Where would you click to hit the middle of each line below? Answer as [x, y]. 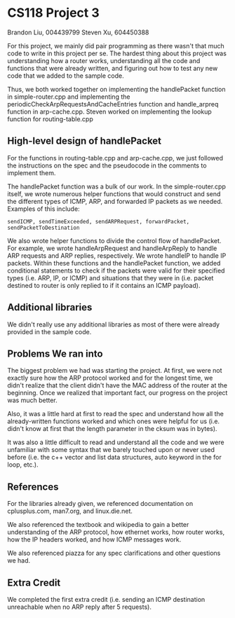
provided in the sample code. [49, 331]
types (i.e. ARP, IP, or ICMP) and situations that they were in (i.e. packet [110, 277]
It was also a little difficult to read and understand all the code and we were [116, 442]
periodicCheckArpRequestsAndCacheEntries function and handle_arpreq [113, 104]
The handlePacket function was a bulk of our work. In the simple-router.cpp [116, 186]
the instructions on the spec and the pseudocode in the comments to [107, 165]
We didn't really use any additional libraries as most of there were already [113, 324]
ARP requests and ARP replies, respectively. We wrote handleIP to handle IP [117, 255]
